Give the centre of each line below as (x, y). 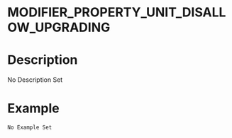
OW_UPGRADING (59, 27)
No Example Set (30, 128)
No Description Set (35, 80)
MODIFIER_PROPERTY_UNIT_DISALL (117, 12)
